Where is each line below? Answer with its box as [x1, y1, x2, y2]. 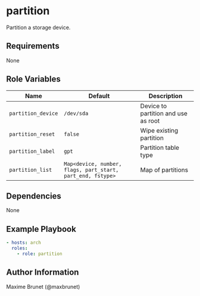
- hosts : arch [6, 240, 42, 246]
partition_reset [9, 131, 55, 137]
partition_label [9, 147, 55, 155]
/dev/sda [63, 110, 89, 116]
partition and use [140, 109, 187, 117]
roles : [11, 245, 28, 251]
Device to [140, 102, 167, 110]
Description [148, 92, 183, 100]
